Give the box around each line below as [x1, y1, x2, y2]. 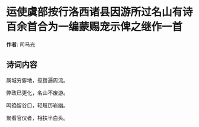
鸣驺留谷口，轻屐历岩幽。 [6, 102, 69, 109]
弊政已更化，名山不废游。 [6, 89, 69, 96]
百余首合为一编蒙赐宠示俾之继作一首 [6, 20, 183, 34]
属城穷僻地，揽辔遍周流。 [6, 76, 69, 83]
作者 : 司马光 [6, 41, 36, 48]
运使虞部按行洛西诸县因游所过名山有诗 [6, 5, 194, 19]
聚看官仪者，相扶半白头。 [6, 114, 69, 121]
